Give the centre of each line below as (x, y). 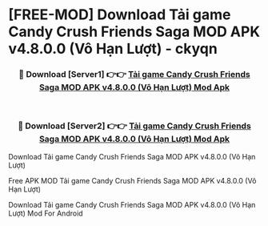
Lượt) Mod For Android (46, 213)
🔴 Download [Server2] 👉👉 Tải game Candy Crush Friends (134, 126)
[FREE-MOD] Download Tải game (120, 15)
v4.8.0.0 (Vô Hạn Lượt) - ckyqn (113, 49)
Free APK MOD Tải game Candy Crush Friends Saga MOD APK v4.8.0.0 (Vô (132, 180)
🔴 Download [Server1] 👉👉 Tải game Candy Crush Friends (134, 75)
